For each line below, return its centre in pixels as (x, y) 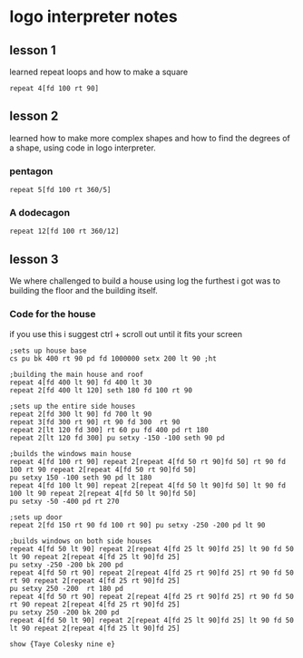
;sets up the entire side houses (73, 406)
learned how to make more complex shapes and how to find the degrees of (150, 138)
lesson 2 (34, 116)
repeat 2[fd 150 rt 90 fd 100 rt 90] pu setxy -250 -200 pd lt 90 (137, 525)
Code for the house (53, 314)
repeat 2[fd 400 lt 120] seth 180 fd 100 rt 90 (101, 390)
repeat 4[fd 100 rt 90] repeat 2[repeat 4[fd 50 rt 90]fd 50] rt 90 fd (147, 461)
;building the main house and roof (77, 374)
